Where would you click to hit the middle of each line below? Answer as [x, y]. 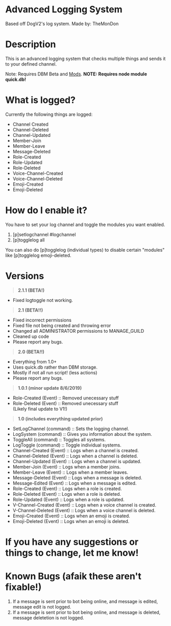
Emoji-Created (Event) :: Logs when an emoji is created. [71, 516]
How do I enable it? [46, 210]
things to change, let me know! [72, 553]
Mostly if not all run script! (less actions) [55, 372]
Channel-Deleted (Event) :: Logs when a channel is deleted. [75, 456]
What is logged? [40, 100]
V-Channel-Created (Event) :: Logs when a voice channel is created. [84, 505]
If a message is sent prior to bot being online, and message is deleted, [87, 612]
